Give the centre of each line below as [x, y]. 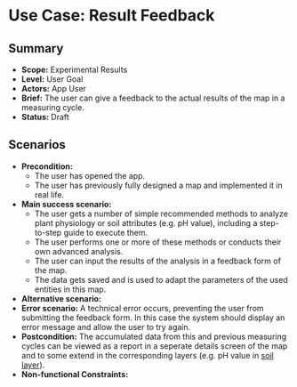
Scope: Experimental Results [74, 69]
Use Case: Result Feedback [112, 16]
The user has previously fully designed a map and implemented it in [158, 185]
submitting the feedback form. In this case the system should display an [153, 318]
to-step [48, 232]
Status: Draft [45, 117]
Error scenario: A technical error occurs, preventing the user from [142, 308]
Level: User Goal [52, 79]
